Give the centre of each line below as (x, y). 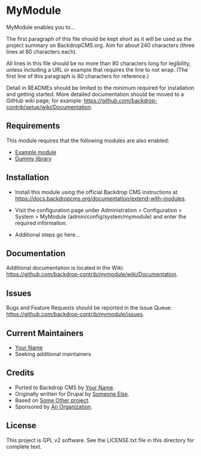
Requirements (33, 126)
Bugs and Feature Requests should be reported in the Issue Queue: (89, 308)
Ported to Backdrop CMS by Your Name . (65, 387)
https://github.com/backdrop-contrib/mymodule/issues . (75, 314)
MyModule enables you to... (40, 27)
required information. (41, 223)
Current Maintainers (45, 333)
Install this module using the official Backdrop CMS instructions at (96, 192)
